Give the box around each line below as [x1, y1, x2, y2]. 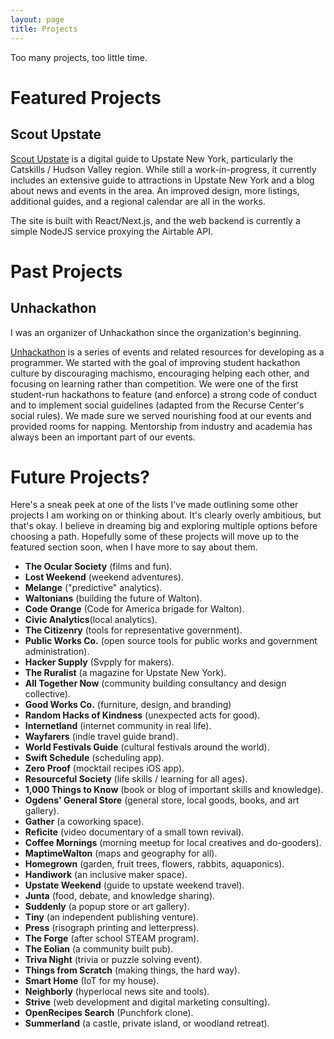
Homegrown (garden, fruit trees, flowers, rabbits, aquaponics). [24, 858, 285, 870]
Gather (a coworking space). [24, 816, 145, 828]
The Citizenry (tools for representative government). [24, 624, 243, 636]
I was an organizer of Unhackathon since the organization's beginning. [10, 326, 302, 338]
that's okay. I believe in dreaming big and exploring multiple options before [10, 520, 318, 532]
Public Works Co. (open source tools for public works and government [24, 635, 318, 647]
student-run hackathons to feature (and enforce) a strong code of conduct [10, 388, 318, 400]
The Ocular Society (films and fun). [24, 561, 173, 573]
